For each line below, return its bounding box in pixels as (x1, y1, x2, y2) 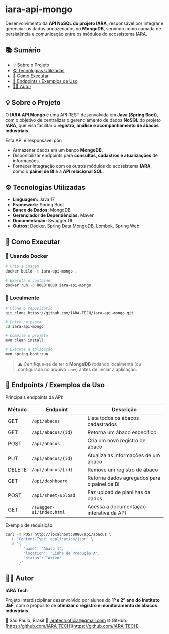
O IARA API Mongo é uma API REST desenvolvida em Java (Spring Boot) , (5, 112, 158, 118)
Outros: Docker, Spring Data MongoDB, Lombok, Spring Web (12, 223, 140, 229)
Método (8, 406, 27, 413)
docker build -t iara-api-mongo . (5, 268, 78, 274)
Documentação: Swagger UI (12, 218, 73, 224)
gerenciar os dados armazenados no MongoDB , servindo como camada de (5, 25, 162, 31)
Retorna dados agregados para (87, 474, 161, 481)
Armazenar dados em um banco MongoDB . (12, 147, 103, 153)
